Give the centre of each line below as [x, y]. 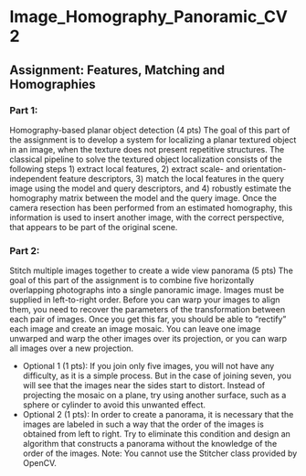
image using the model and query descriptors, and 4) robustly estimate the [151, 188]
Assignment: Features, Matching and [117, 70]
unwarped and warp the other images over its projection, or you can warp [148, 339]
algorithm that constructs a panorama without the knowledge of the [150, 444]
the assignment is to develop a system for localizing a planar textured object [153, 140]
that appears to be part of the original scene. [94, 227]
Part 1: [24, 110]
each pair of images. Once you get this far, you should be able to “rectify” [148, 319]
